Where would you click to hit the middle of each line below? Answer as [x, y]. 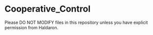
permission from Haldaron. [32, 27]
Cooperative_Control [48, 9]
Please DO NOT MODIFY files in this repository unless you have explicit [76, 22]
